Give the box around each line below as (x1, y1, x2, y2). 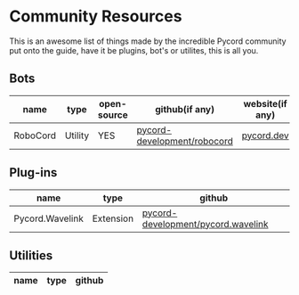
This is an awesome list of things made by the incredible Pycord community (9, 36, 287, 46)
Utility (64, 129, 90, 142)
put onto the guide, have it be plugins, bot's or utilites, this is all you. (9, 45, 259, 55)
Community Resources (9, 6, 182, 27)
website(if (243, 97, 287, 110)
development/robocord (136, 135, 233, 147)
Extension (92, 212, 134, 225)
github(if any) (155, 102, 215, 115)
